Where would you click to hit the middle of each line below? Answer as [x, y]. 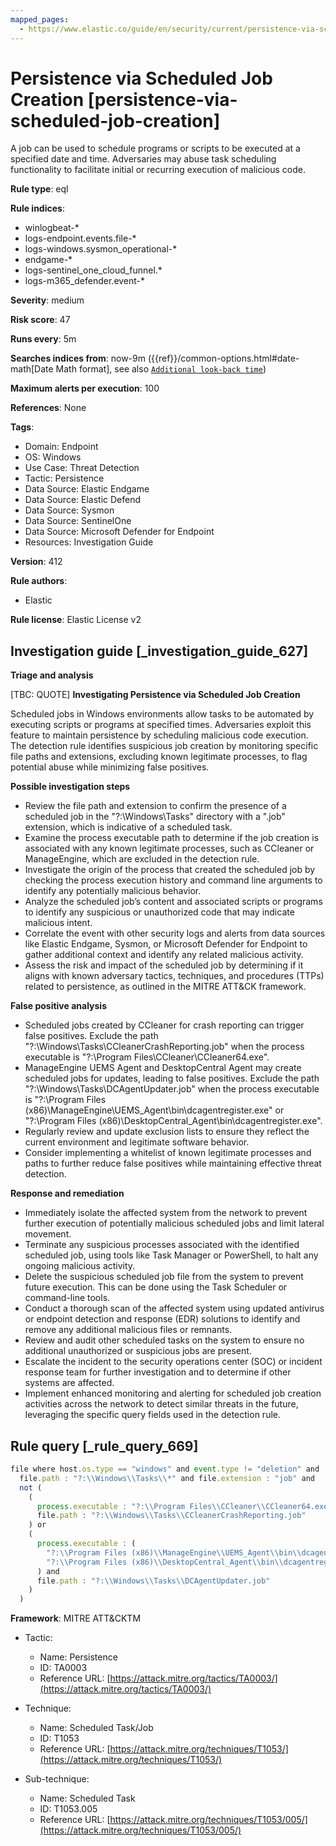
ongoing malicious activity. [80, 1266]
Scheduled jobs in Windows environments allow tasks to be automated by [162, 714]
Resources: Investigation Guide [89, 542]
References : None [48, 408]
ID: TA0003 [63, 1668]
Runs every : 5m [43, 339]
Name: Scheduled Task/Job [96, 1728]
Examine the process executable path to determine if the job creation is [172, 838]
